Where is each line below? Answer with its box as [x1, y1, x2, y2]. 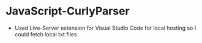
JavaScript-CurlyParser [6, 4, 130, 18]
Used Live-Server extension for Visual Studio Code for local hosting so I [14, 24, 196, 31]
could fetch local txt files [14, 30, 77, 38]
